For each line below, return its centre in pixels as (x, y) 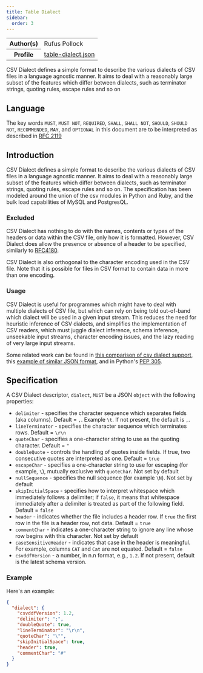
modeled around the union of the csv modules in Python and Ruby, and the (100, 196)
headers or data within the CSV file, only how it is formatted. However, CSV (100, 237)
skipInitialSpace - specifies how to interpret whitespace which (95, 491)
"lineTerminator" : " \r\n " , (51, 630)
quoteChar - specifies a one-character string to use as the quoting (97, 439)
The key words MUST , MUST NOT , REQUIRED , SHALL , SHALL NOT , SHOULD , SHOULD (97, 123)
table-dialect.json (69, 54)
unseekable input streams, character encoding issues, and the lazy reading (100, 336)
